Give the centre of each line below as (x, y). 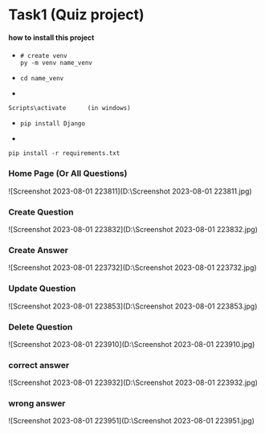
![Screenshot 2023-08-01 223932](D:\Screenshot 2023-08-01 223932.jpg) (133, 382)
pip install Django (53, 124)
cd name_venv (42, 79)
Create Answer (38, 250)
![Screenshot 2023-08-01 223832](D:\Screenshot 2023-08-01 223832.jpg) (133, 229)
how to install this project (51, 37)
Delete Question (41, 327)
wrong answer (37, 403)
